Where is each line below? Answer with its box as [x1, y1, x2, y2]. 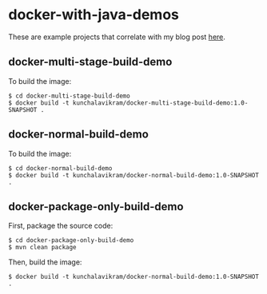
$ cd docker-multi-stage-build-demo [8, 92, 130, 100]
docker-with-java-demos [8, 6, 180, 24]
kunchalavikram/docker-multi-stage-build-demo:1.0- [72, 98, 249, 107]
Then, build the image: [8, 257, 82, 267]
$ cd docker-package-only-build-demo [8, 236, 134, 244]
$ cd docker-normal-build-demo [8, 164, 113, 173]
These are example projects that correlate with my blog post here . [8, 32, 226, 42]
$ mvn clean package [8, 244, 78, 252]
